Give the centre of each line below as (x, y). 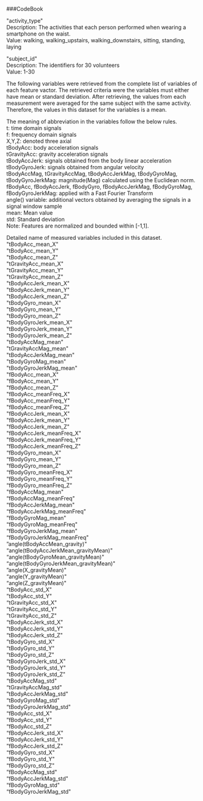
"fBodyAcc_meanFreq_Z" (38, 407)
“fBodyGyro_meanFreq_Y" (39, 479)
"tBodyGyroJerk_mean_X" (39, 322)
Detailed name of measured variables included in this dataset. (84, 238)
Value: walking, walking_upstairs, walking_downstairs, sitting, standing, (96, 40)
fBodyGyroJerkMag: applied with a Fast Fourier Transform (80, 193)
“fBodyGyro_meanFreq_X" (39, 472)
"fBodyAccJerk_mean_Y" (38, 420)
